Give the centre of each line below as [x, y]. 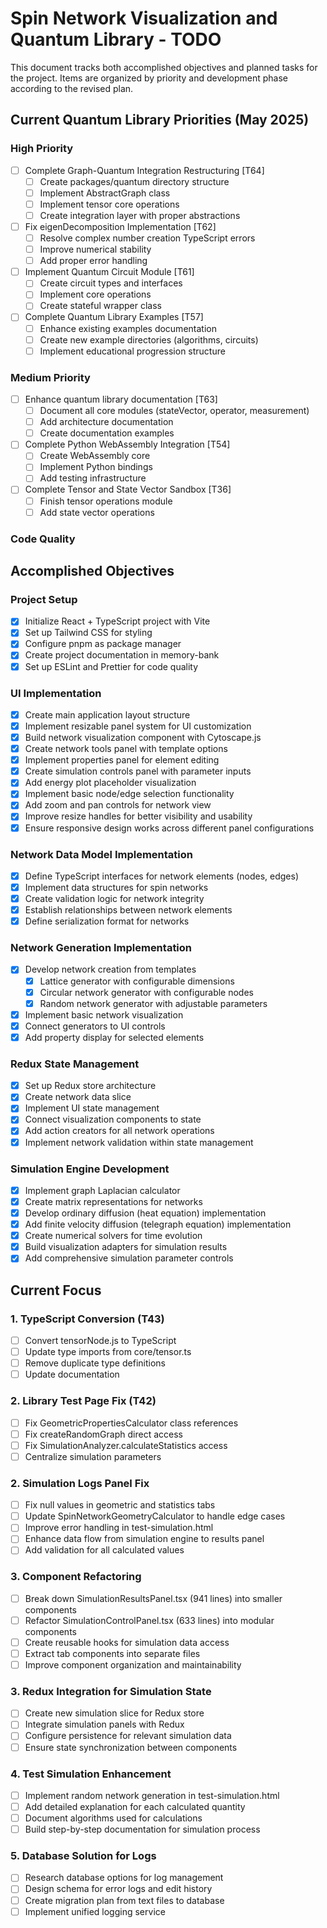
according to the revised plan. [72, 88]
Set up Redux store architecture [90, 1086]
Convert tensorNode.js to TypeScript [100, 1341]
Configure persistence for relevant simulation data [128, 1736]
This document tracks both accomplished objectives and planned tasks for [164, 67]
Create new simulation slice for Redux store [114, 1713]
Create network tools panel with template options [126, 749]
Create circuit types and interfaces [111, 283]
